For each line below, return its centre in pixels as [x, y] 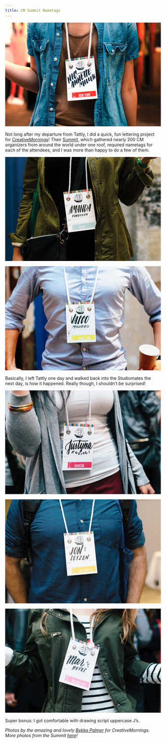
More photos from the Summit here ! [41, 735]
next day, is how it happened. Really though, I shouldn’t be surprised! [75, 383]
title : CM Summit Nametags [33, 10]
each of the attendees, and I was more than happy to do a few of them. [77, 150]
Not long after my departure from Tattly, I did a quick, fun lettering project [80, 134]
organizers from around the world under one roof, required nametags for [79, 145]
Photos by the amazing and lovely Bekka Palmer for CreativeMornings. [77, 730]
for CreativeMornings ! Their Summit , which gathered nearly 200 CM [75, 140]
